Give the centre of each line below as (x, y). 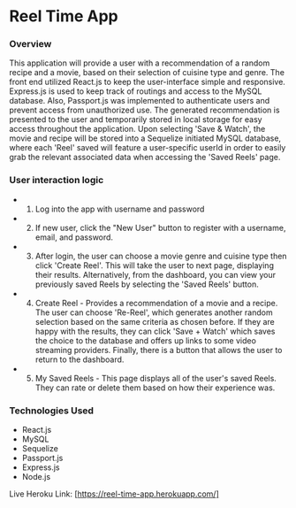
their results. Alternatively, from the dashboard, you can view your (156, 274)
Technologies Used (52, 411)
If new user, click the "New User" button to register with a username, (160, 227)
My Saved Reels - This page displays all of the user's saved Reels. (156, 378)
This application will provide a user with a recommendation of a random (140, 63)
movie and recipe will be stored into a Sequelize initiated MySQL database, (145, 138)
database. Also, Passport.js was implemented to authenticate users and (140, 101)
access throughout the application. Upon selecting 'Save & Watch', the (137, 129)
